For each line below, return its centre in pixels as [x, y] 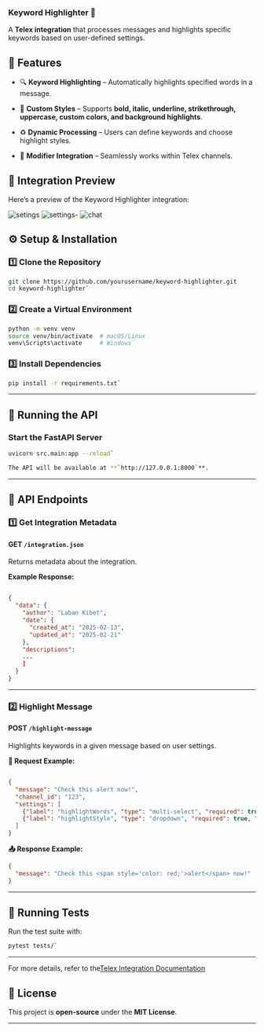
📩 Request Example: [42, 761]
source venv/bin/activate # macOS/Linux [77, 336]
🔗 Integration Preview [62, 180]
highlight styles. [45, 141]
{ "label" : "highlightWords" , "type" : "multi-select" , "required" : [133, 812]
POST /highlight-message [50, 728]
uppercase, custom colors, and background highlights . [111, 117]
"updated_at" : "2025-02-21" [75, 635]
